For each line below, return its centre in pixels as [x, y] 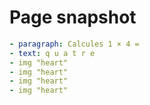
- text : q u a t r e [52, 53]
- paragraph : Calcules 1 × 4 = [74, 44]
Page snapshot [73, 17]
